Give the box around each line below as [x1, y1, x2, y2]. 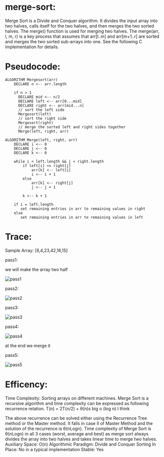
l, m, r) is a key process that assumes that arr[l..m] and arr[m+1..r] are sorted [5, 33, 160, 39]
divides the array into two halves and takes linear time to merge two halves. [5, 436, 158, 442]
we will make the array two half [5, 266, 68, 272]
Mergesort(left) [18, 112, 51, 116]
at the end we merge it [5, 343, 50, 348]
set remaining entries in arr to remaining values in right [20, 206, 146, 211]
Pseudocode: [5, 61, 61, 72]
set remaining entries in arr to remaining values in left [20, 215, 143, 220]
